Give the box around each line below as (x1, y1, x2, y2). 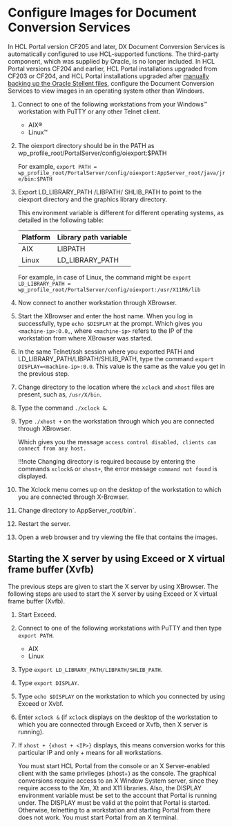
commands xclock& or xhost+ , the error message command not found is (17, 464, 217, 473)
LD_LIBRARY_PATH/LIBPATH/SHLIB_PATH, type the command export (17, 354, 214, 363)
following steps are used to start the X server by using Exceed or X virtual (8, 590, 217, 598)
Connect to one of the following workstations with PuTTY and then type (17, 624, 222, 632)
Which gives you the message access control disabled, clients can (17, 437, 217, 446)
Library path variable (57, 232, 128, 242)
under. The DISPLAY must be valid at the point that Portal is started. (17, 798, 211, 807)
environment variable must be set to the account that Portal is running (17, 791, 217, 799)
